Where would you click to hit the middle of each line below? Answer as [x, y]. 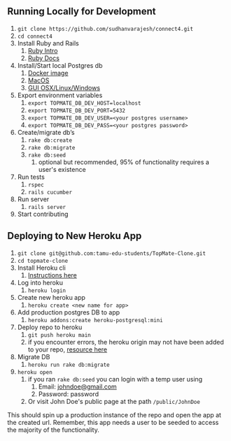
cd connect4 [35, 36]
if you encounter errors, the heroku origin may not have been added [126, 342]
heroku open [35, 372]
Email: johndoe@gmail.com [77, 386]
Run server [33, 199]
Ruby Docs [43, 58]
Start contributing [43, 214]
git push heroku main [59, 335]
